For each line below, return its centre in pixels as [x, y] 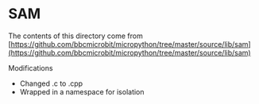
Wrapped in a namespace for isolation [82, 91]
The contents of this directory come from [75, 36]
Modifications [31, 67]
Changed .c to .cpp [51, 83]
